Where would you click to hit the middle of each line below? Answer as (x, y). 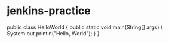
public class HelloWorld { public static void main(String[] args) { (85, 27)
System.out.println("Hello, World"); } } (53, 33)
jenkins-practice (49, 11)
